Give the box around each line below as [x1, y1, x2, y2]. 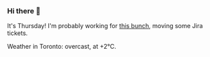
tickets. [7, 29, 28, 37]
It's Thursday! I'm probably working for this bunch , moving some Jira [7, 22, 203, 30]
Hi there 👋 [7, 6, 41, 16]
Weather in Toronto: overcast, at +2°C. [7, 43, 116, 51]
